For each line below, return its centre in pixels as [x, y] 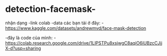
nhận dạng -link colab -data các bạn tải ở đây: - [54, 23]
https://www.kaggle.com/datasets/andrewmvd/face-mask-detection [76, 28]
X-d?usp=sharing [23, 48]
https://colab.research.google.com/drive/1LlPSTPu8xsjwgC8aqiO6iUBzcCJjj [84, 43]
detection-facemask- [51, 9]
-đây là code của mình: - [31, 38]
